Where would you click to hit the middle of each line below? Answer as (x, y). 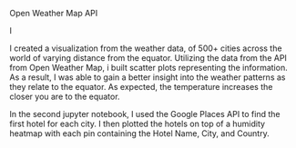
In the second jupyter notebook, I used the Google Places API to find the (145, 114)
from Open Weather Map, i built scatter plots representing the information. (149, 68)
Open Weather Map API (54, 13)
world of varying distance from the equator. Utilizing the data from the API (148, 58)
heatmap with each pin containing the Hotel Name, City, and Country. (140, 133)
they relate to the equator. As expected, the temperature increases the (141, 87)
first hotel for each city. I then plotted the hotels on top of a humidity (138, 123)
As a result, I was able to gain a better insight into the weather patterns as (148, 77)
